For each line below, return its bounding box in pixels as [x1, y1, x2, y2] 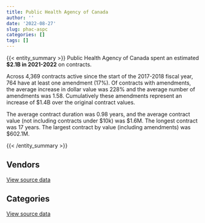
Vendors [6, 160, 40, 170]
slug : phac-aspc [6, 26, 48, 32]
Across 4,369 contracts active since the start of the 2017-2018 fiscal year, [6, 73, 193, 80]
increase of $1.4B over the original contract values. [6, 99, 136, 106]
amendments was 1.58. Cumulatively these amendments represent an [6, 93, 182, 99]
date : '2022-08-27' [6, 20, 56, 26]
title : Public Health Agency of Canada [6, 9, 109, 15]
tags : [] [6, 37, 29, 43]
